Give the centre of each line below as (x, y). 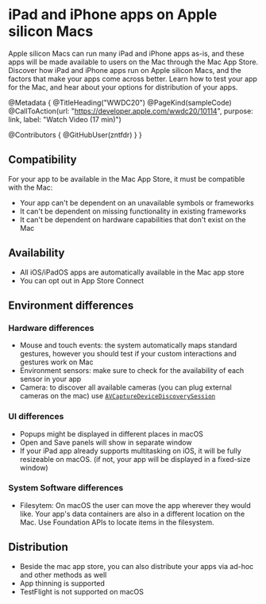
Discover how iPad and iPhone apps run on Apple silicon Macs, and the (125, 70)
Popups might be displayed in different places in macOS (112, 433)
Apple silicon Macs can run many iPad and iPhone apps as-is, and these (126, 53)
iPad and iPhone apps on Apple (113, 15)
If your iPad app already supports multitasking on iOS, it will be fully (131, 451)
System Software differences (66, 488)
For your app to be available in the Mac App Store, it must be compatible (127, 179)
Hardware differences (51, 328)
